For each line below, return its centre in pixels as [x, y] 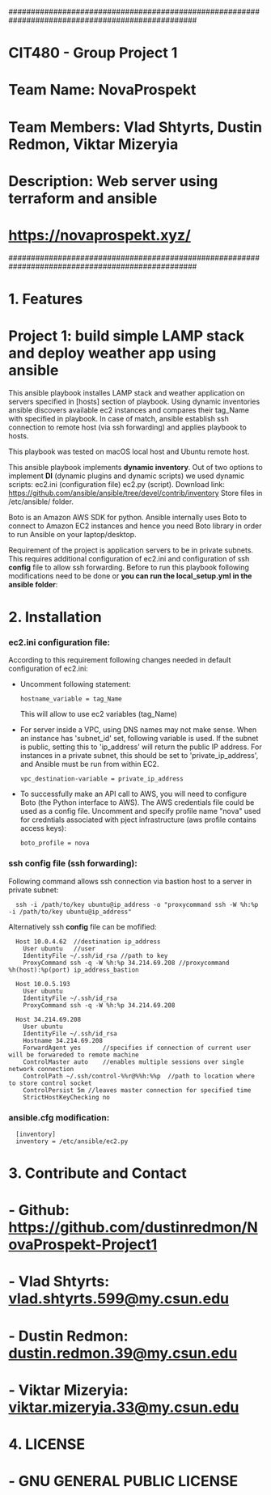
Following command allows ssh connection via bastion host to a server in [130, 881]
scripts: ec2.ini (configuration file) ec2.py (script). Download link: [116, 484]
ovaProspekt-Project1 [83, 1245]
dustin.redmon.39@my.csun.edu [123, 1353]
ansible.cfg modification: [59, 1117]
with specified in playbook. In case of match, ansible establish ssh [119, 418]
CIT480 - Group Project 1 [93, 53]
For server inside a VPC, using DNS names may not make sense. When [138, 730]
